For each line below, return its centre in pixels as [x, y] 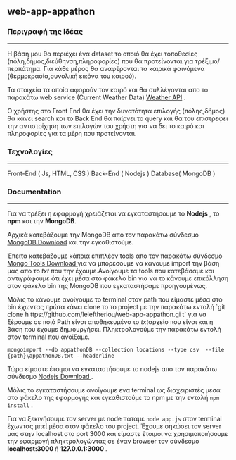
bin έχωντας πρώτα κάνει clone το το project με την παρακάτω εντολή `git [116, 307]
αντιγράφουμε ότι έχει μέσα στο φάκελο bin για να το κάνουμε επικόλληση [118, 278]
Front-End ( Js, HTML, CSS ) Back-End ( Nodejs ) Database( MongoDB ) [111, 173]
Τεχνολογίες [30, 151]
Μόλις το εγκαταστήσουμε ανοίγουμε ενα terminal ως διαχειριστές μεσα [114, 390]
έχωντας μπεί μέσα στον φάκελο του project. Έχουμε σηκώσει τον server [114, 426]
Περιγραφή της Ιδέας [45, 32]
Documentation [34, 192]
